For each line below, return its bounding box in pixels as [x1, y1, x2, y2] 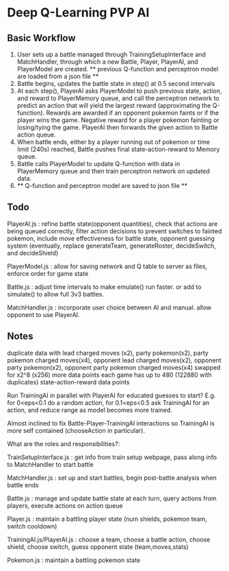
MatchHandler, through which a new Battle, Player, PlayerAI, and [16, 58, 198, 66]
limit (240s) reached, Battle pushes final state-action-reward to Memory [16, 145, 220, 153]
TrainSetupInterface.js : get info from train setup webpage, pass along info [7, 453, 217, 461]
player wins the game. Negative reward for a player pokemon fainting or [16, 116, 220, 124]
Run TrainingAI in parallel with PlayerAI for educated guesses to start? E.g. [7, 391, 216, 399]
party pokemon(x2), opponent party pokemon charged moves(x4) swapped [7, 363, 221, 371]
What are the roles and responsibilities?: [7, 439, 120, 447]
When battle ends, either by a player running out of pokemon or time [16, 138, 211, 145]
